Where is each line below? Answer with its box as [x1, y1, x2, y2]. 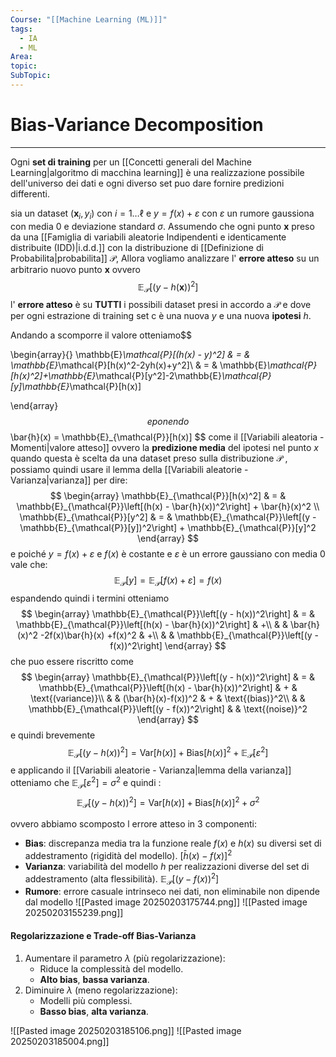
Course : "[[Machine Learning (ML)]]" [10, 14, 168, 25]
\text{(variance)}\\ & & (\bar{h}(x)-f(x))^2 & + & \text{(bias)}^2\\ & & [30, 692, 306, 704]
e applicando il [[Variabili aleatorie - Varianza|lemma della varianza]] [10, 764, 292, 776]
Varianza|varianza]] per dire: [10, 474, 128, 486]
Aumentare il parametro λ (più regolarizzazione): [24, 952, 226, 964]
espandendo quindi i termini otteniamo [10, 592, 170, 604]
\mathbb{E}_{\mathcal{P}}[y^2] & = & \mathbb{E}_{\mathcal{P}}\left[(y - [19, 511, 317, 523]
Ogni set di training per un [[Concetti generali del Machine [10, 156, 252, 168]
